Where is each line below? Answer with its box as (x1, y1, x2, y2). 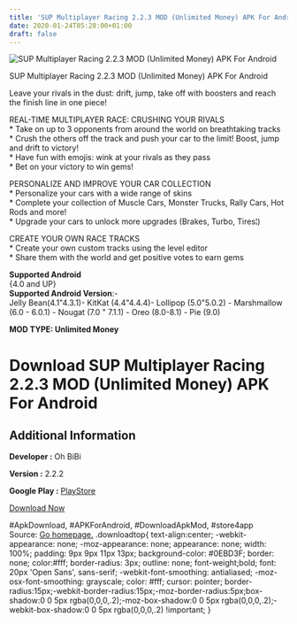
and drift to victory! (9, 143, 80, 153)
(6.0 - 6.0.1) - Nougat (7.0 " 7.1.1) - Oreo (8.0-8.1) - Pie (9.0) (9, 307, 221, 318)
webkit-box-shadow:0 (9, 605, 90, 615)
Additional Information (9, 428, 136, 443)
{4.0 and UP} (9, 279, 57, 289)
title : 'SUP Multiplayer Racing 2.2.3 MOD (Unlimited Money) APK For (9, 12, 271, 22)
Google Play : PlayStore (9, 486, 95, 497)
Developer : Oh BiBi (9, 451, 81, 462)
